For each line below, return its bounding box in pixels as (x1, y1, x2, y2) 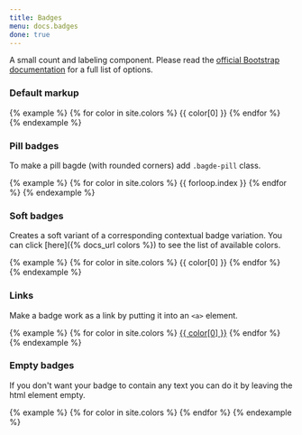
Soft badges (9, 209, 64, 222)
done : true (9, 30, 50, 39)
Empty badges (9, 359, 75, 372)
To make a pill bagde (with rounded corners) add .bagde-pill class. (9, 160, 261, 171)
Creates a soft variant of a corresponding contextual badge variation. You (9, 230, 282, 241)
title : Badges (9, 13, 63, 23)
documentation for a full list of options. (9, 64, 153, 75)
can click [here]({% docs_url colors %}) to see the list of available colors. (9, 240, 281, 251)
